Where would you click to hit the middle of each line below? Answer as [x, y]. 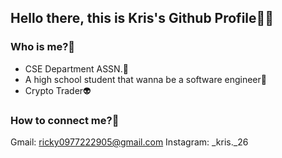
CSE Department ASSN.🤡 [76, 68]
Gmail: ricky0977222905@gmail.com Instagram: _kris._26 [129, 142]
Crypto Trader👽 [58, 90]
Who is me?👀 [43, 47]
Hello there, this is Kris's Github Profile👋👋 [142, 18]
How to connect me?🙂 [65, 120]
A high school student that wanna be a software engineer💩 [145, 79]
